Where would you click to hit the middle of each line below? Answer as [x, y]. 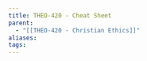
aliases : [23, 38]
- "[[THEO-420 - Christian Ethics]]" [78, 30]
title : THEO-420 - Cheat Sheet [60, 15]
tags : [17, 45]
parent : [21, 23]
